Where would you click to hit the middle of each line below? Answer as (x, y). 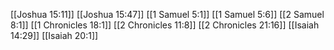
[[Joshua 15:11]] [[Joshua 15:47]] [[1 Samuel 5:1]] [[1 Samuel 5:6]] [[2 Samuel (167, 14)
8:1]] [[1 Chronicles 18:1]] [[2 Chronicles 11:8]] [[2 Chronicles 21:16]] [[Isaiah (165, 25)
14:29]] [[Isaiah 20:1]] (54, 35)
